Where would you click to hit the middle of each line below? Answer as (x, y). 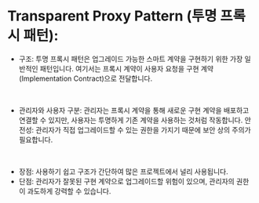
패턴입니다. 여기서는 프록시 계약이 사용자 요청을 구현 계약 (126, 68)
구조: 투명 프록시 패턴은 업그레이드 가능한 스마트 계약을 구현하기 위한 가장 (131, 59)
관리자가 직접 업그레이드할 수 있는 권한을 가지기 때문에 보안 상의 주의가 (144, 129)
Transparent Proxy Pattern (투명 (112, 16)
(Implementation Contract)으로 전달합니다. (86, 78)
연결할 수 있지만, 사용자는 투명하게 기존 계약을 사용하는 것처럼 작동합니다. (131, 120)
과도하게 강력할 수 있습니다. (69, 191)
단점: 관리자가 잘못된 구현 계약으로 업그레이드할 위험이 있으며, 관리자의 (126, 181)
